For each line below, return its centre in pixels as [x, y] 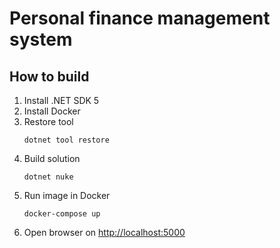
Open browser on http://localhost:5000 [104, 232]
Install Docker [52, 111]
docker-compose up [62, 214]
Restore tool [48, 121]
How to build [49, 76]
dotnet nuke [48, 177]
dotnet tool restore [66, 140]
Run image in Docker [67, 195]
